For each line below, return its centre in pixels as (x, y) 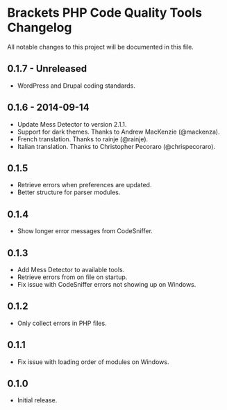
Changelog (40, 27)
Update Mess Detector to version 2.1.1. (72, 124)
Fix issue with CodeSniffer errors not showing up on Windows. (107, 284)
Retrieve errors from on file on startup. (72, 277)
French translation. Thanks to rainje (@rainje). (83, 139)
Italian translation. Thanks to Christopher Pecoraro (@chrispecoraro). (116, 146)
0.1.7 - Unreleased (47, 69)
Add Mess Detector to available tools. (71, 270)
